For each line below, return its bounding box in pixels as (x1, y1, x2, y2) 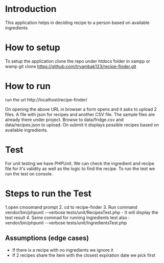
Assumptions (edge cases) (5, 234, 89, 242)
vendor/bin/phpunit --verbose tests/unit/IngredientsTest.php (5, 219, 127, 226)
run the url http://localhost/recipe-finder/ (5, 96, 87, 102)
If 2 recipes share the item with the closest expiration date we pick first (12, 252, 156, 258)
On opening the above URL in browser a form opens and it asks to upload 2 (5, 106, 157, 112)
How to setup (5, 42, 60, 53)
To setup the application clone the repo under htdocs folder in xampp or (5, 58, 150, 64)
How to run (5, 81, 51, 92)
